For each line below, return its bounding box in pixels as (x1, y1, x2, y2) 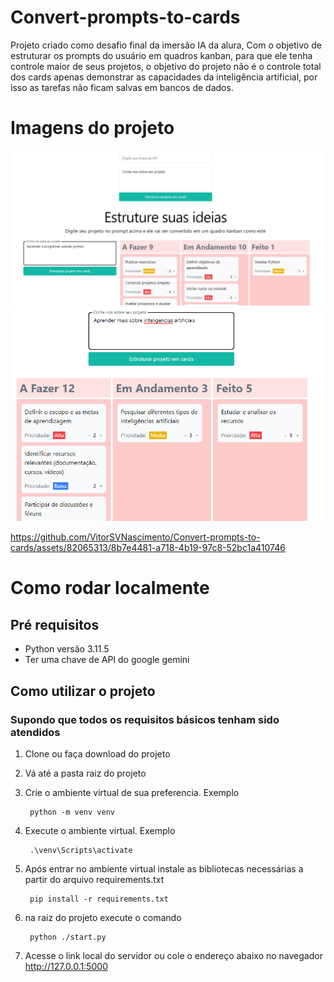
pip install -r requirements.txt (29, 894, 169, 904)
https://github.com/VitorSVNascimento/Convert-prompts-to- (10, 531, 261, 543)
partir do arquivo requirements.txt (24, 873, 165, 885)
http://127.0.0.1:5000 (24, 960, 108, 972)
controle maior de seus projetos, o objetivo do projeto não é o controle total (10, 60, 322, 72)
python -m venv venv (29, 807, 115, 817)
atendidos (10, 725, 61, 739)
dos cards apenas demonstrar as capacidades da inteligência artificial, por (10, 71, 318, 83)
